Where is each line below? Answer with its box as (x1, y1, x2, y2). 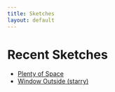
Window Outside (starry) (17, 77, 89, 86)
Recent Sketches (7, 47, 109, 63)
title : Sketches (7, 10, 55, 17)
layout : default (7, 17, 55, 24)
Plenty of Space (17, 70, 65, 78)
